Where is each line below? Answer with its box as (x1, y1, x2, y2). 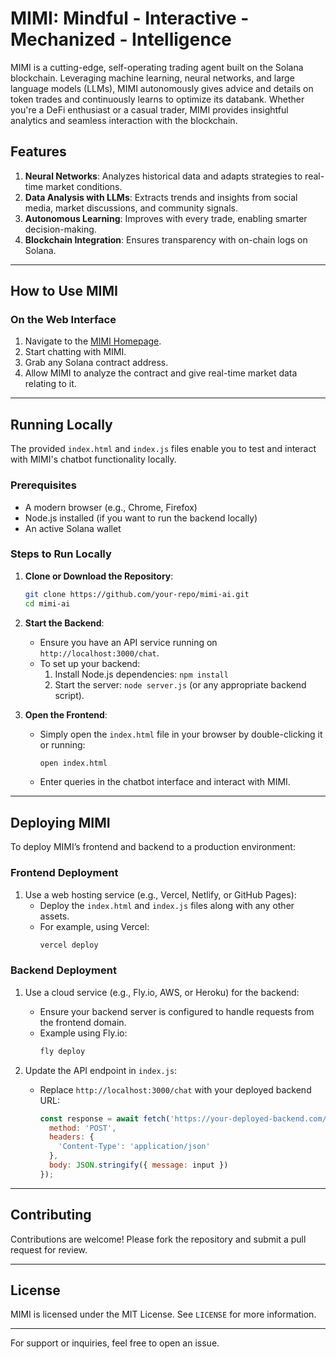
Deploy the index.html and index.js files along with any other (39, 899, 295, 911)
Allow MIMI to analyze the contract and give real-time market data (24, 367, 298, 379)
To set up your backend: (39, 657, 141, 669)
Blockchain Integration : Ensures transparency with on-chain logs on (24, 233, 308, 246)
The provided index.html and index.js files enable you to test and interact (10, 443, 317, 455)
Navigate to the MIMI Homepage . (24, 335, 162, 347)
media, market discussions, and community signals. (24, 202, 238, 214)
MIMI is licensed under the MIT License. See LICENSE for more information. (10, 1308, 317, 1321)
